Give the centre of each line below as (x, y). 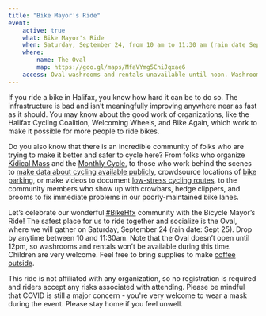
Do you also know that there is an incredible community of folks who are (126, 146)
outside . (21, 263)
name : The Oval (62, 60)
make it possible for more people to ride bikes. (84, 131)
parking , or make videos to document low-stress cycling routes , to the (123, 180)
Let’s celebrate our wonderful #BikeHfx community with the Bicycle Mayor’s (132, 212)
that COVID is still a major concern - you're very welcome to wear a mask (128, 295)
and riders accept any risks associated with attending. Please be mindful (127, 287)
